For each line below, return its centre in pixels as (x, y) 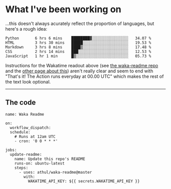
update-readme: (26, 154)
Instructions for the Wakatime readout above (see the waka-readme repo (82, 65)
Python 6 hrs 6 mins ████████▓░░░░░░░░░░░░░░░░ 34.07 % (78, 38)
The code (21, 103)
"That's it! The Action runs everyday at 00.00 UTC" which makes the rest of (84, 76)
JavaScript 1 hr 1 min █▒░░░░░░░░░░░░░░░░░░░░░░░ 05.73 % (78, 56)
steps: (21, 168)
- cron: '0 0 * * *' (36, 141)
